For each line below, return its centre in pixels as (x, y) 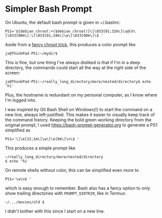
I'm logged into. (21, 100)
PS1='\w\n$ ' (18, 179)
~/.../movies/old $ (25, 202)
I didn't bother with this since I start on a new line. (55, 211)
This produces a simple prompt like (40, 148)
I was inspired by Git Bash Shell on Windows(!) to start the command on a (79, 109)
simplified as (18, 130)
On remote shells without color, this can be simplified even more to (72, 170)
